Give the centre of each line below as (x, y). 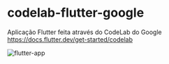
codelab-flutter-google (76, 13)
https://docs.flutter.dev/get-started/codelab (70, 39)
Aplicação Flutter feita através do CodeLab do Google (84, 32)
